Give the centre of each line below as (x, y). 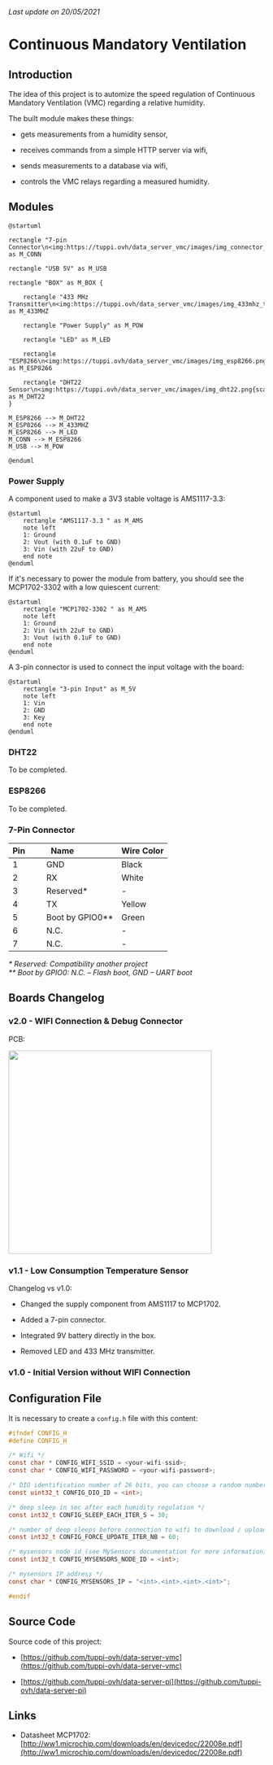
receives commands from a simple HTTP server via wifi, (114, 150)
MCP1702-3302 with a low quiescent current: (84, 587)
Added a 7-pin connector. (63, 1319)
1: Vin (34, 704)
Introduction (41, 74)
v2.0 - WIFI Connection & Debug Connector (96, 1022)
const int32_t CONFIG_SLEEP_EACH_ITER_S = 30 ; (89, 1515)
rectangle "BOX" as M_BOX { (56, 283)
